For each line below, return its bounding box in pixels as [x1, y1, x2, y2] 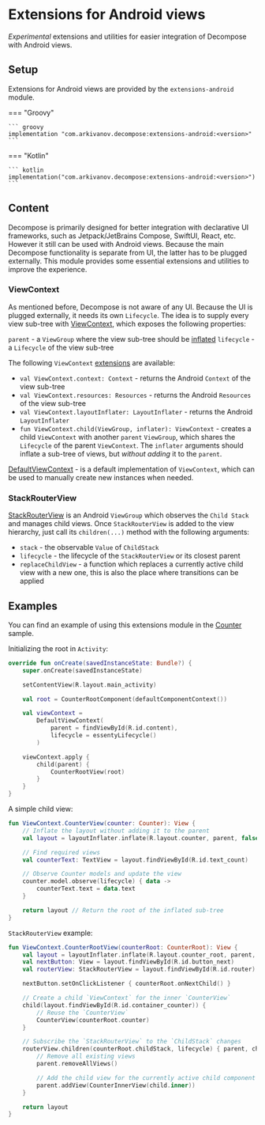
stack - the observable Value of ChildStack [19, 543, 159, 552]
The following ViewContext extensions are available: [8, 358, 176, 367]
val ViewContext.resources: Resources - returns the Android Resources [19, 390, 252, 400]
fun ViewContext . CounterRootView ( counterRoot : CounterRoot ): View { [8, 943, 238, 951]
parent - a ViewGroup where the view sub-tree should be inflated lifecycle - [8, 334, 255, 343]
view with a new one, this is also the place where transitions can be [19, 568, 239, 578]
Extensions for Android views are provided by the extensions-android [8, 84, 234, 93]
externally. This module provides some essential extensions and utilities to [8, 256, 250, 266]
